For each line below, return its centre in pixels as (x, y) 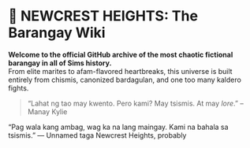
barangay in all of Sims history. (60, 63)
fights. (19, 88)
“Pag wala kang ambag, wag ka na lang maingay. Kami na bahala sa (118, 127)
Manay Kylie (47, 111)
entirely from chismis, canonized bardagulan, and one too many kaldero (125, 80)
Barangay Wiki (57, 33)
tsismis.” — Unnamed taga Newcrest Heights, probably (97, 135)
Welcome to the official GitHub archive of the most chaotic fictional (121, 54)
